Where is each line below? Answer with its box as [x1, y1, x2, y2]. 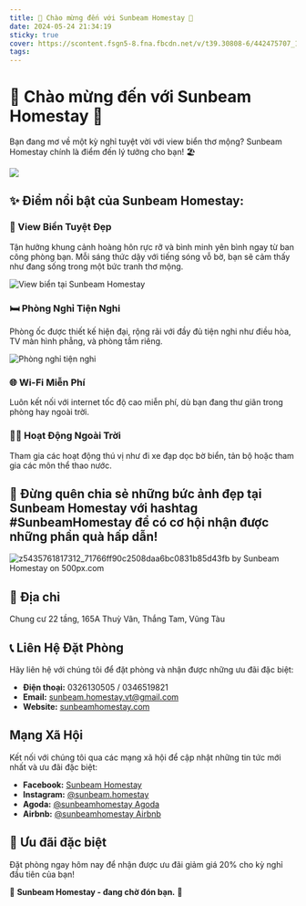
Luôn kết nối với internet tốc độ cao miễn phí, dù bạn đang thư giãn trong [9, 397, 284, 408]
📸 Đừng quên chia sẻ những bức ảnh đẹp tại [9, 486, 262, 502]
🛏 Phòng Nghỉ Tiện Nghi [9, 302, 121, 315]
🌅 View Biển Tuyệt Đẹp [9, 221, 112, 234]
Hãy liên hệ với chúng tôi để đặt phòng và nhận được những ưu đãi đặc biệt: [9, 664, 294, 675]
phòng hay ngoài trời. [9, 407, 89, 418]
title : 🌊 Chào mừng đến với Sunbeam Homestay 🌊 [9, 13, 194, 23]
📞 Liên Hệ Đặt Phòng [9, 640, 125, 655]
